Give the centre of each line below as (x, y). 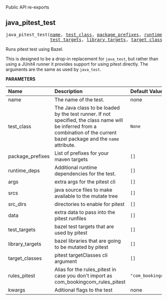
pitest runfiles (70, 218)
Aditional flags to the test (83, 290)
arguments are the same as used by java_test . (53, 69)
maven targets (71, 159)
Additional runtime (76, 167)
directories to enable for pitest (89, 204)
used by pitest (71, 232)
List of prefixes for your (82, 153)
